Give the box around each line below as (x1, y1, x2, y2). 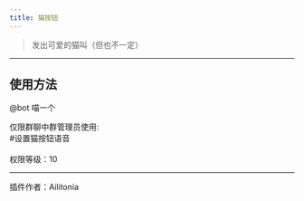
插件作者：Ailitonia (9, 182, 80, 193)
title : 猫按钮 (9, 13, 59, 23)
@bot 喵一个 (9, 102, 56, 113)
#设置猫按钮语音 (9, 133, 71, 144)
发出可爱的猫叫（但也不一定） (31, 39, 143, 50)
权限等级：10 (9, 154, 58, 165)
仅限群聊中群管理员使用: (9, 121, 100, 132)
